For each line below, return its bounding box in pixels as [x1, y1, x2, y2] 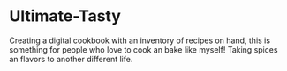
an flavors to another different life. [9, 53, 133, 64]
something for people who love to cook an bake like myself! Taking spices [9, 44, 278, 54]
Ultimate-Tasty [9, 6, 122, 26]
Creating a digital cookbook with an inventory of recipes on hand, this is [9, 35, 271, 46]
